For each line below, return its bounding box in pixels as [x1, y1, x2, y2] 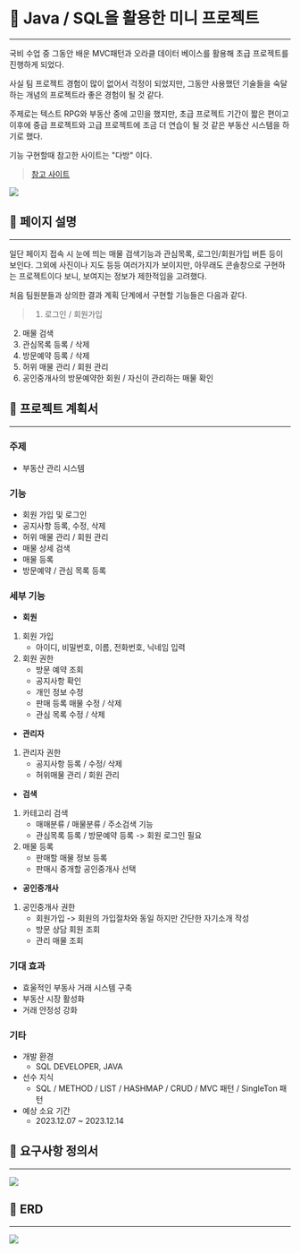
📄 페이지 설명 [9, 214, 78, 229]
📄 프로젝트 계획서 [9, 401, 98, 416]
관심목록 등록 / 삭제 [21, 339, 90, 349]
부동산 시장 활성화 [21, 993, 85, 1004]
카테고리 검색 [21, 808, 69, 819]
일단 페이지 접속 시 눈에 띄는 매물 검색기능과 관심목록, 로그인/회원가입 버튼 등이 [9, 248, 284, 259]
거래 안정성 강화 [21, 1004, 78, 1015]
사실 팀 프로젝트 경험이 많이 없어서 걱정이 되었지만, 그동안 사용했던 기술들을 [9, 78, 271, 89]
